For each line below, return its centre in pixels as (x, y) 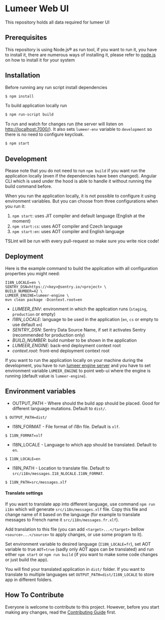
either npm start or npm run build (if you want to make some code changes (82, 554)
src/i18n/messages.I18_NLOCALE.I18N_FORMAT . (58, 473)
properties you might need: (33, 273)
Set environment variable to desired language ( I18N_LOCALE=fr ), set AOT (78, 544)
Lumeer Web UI (37, 9)
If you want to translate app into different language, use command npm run (80, 504)
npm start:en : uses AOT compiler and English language (68, 231)
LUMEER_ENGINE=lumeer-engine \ (37, 295)
